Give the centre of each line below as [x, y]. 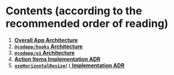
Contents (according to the [74, 11]
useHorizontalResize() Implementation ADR [69, 65]
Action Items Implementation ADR [57, 59]
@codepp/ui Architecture [45, 52]
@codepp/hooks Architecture [48, 46]
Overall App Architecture [46, 40]
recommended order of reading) [87, 24]
